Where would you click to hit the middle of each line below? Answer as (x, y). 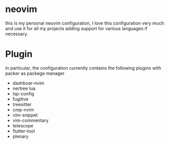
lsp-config (23, 93)
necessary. (17, 34)
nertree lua (24, 88)
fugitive (20, 99)
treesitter (22, 104)
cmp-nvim (23, 109)
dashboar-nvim (28, 83)
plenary (20, 136)
